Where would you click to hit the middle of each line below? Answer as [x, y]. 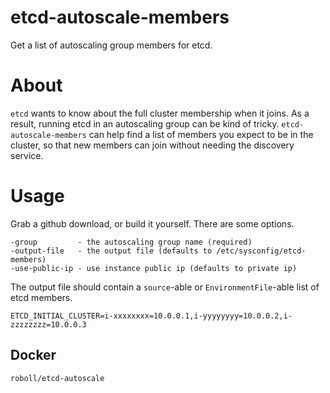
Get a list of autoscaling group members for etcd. [111, 45]
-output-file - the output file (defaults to [111, 251]
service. [27, 155]
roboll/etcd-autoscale [57, 378]
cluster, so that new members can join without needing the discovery [152, 145]
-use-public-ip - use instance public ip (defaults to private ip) [154, 268]
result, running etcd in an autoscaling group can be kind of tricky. [145, 123]
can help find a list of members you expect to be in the [201, 134]
